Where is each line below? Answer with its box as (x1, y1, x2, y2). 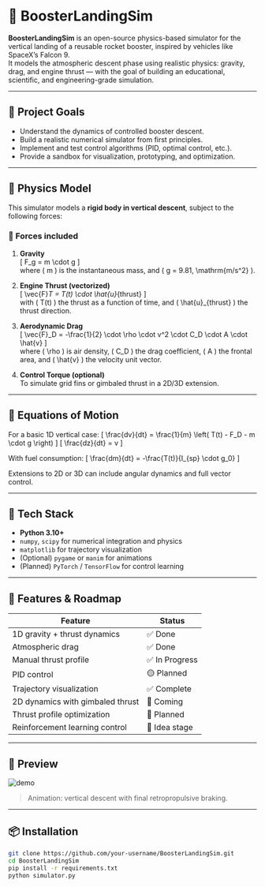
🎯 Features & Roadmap (8, 592, 122, 605)
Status (159, 616, 185, 627)
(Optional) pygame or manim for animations (19, 553, 152, 563)
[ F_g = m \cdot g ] (19, 256, 80, 267)
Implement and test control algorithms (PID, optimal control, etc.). (19, 143, 233, 152)
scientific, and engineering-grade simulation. (8, 75, 155, 84)
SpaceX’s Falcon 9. (8, 50, 70, 59)
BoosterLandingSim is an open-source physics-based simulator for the (8, 33, 241, 43)
